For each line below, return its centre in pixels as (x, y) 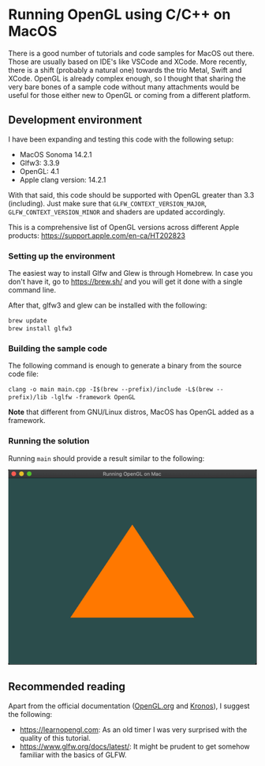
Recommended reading (67, 687)
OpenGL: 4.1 (39, 171)
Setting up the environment (62, 256)
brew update (28, 321)
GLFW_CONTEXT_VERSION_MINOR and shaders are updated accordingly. (117, 212)
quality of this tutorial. (55, 738)
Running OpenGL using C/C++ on (119, 15)
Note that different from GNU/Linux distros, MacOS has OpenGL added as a (131, 412)
